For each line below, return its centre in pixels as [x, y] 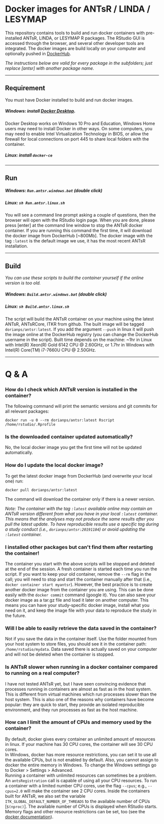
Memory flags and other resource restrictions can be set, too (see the [75, 811]
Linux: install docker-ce [29, 155]
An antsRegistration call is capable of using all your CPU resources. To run [81, 780]
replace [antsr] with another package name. [50, 68]
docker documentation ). [29, 817]
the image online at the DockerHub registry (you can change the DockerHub [82, 334]
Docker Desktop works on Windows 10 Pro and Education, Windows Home [80, 123]
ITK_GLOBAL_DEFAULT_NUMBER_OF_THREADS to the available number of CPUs [78, 801]
